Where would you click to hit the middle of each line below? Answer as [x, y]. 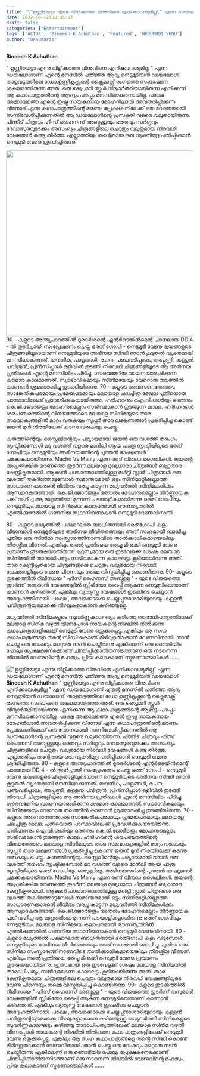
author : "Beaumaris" [32, 39]
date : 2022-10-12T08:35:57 [40, 17]
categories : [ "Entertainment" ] [45, 28]
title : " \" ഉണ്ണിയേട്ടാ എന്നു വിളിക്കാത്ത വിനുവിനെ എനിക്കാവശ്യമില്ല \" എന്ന [91, 12]
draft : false [22, 23]
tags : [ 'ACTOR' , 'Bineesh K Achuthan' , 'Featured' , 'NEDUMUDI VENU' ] [94, 34]
